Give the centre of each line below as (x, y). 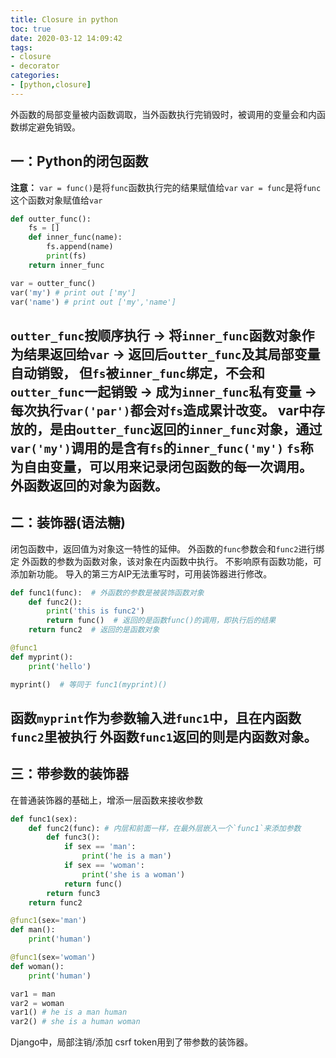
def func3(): (73, 837)
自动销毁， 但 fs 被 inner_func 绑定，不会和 (137, 372)
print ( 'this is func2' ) (95, 611)
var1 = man (33, 994)
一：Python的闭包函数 (79, 161)
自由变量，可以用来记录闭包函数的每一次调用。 (168, 466)
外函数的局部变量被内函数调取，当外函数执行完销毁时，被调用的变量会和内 (163, 114)
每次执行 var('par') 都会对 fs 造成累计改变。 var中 (161, 410)
